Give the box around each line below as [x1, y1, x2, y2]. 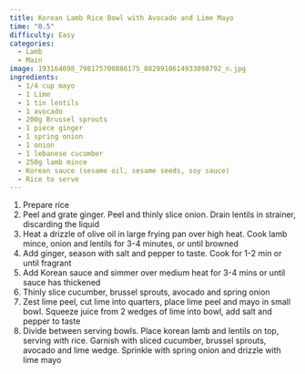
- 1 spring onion [17, 132, 84, 141]
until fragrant [22, 257, 72, 269]
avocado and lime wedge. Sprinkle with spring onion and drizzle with [22, 345, 282, 356]
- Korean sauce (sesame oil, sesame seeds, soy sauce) [17, 166, 230, 175]
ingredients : [9, 73, 59, 82]
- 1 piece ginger [17, 124, 84, 133]
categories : [9, 38, 55, 48]
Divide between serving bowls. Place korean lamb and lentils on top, [22, 326, 280, 337]
